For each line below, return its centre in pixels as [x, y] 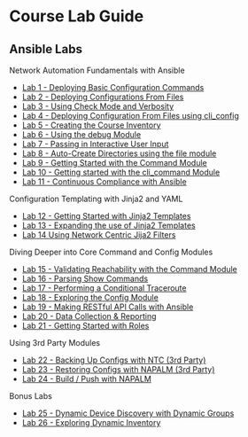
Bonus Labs [31, 396]
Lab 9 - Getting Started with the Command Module [114, 163]
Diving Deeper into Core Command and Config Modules [111, 252]
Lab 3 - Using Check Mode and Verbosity [98, 106]
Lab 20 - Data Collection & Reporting [89, 316]
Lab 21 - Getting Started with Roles [85, 326]
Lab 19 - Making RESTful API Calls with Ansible [108, 307]
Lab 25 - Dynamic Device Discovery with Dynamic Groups [128, 413]
